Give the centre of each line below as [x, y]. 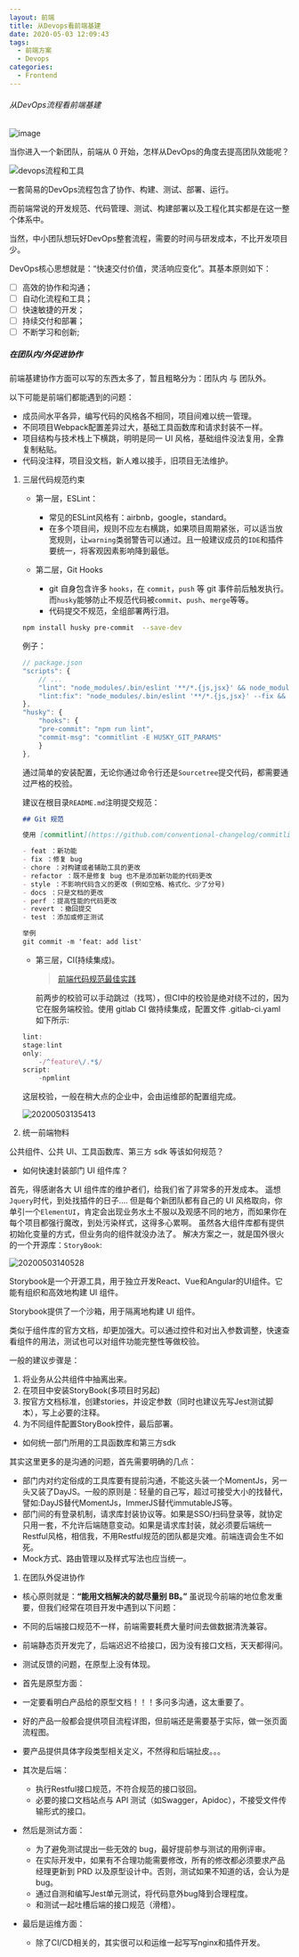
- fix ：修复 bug [52, 860]
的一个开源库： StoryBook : [56, 1245]
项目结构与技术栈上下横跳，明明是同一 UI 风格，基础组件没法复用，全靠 [153, 438]
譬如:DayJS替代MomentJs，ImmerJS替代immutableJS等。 [129, 1503]
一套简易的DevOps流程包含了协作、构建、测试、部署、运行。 [121, 189]
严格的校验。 [53, 783]
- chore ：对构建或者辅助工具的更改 [81, 868]
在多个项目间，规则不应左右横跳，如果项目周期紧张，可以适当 [162, 529]
